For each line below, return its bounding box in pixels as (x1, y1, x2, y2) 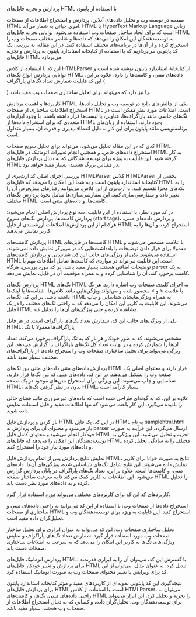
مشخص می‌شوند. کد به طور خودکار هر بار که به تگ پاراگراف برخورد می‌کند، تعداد (6, 335, 182, 342)
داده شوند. (6, 407, 30, 414)
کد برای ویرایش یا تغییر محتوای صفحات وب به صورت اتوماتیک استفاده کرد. (6, 568, 169, 575)
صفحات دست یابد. (6, 544, 47, 551)
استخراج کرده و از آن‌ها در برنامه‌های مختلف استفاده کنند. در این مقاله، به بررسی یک (6, 41, 188, 48)
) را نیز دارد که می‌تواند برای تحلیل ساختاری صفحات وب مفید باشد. (6, 89, 151, 95)
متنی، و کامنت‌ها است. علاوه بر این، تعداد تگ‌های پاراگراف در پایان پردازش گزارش (6, 467, 183, 474)
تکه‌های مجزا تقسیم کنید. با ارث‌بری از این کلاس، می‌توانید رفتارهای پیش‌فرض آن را (6, 185, 185, 192)
